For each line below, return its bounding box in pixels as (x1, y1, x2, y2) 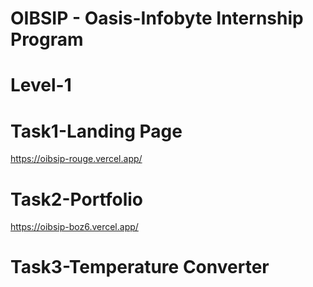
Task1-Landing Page (10, 120, 183, 142)
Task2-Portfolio (10, 188, 143, 211)
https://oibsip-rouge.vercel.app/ (10, 153, 143, 165)
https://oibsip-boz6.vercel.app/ (10, 221, 139, 233)
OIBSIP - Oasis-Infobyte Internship (10, 7, 304, 30)
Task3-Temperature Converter (10, 256, 270, 279)
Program (10, 28, 84, 51)
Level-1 (10, 74, 72, 97)
